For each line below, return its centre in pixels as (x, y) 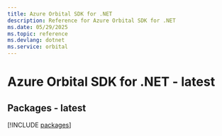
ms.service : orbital (38, 47)
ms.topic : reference (38, 34)
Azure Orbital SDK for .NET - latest (111, 82)
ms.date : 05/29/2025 (38, 27)
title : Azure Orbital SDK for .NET (60, 14)
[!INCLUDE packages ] (39, 125)
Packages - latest (47, 108)
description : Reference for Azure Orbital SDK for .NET (91, 21)
